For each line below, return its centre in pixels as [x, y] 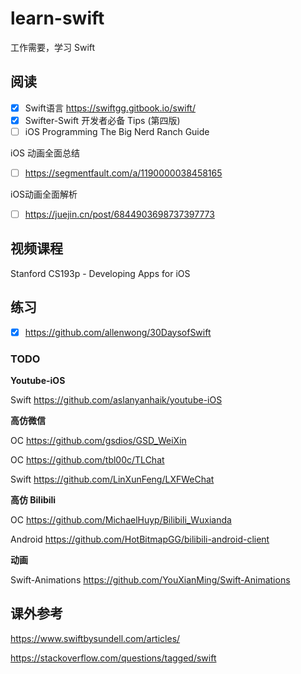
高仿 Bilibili [33, 500]
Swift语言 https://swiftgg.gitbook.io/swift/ [110, 108]
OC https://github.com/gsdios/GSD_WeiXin [98, 441]
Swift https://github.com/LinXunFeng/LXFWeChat [112, 479]
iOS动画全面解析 [44, 194]
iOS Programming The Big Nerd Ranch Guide [117, 131]
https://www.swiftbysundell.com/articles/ [95, 638]
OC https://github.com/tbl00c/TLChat [87, 460]
